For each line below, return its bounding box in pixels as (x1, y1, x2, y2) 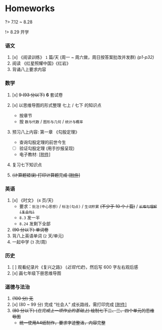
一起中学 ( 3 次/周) (12, 239, 47, 244)
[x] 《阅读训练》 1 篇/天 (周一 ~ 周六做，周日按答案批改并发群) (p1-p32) (12, 54, 155, 60)
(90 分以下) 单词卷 (12, 226, 49, 232)
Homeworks (5, 3, 55, 14)
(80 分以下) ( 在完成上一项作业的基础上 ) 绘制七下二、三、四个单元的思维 (12, 308, 155, 313)
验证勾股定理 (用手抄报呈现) (19, 145, 75, 151)
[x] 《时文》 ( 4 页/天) (12, 197, 54, 203)
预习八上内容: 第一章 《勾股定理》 (12, 129, 80, 135)
